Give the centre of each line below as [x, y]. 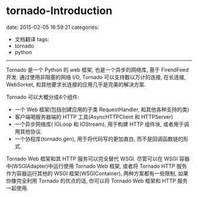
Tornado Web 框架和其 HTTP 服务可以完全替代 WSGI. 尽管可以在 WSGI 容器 [98, 158]
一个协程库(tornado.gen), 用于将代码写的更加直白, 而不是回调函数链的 [99, 139]
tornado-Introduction [59, 11]
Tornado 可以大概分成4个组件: [43, 97]
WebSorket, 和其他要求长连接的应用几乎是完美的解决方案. [76, 84]
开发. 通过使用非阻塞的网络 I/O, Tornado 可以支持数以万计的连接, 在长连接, [96, 77]
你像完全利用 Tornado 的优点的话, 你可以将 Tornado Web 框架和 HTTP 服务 [97, 181]
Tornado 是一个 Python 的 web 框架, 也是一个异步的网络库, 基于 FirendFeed [98, 69]
